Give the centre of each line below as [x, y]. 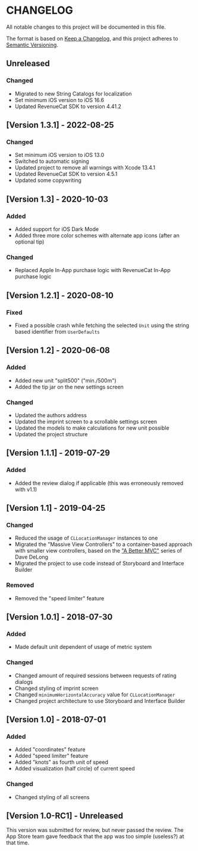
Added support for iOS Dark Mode [57, 229]
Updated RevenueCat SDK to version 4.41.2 [68, 106]
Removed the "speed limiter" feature [59, 598]
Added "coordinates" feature [50, 750]
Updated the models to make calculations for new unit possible [92, 428]
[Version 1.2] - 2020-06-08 [58, 351]
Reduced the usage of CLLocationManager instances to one [86, 538]
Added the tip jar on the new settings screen [69, 387]
